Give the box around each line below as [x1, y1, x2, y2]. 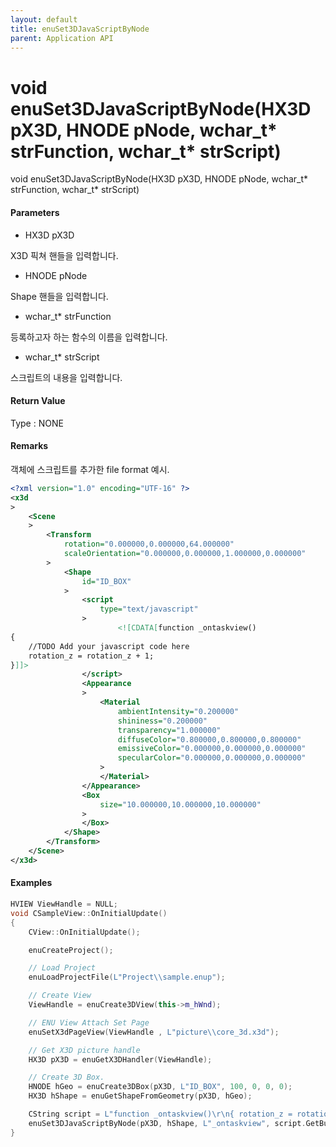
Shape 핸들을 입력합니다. [10, 290, 109, 302]
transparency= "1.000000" [117, 725, 222, 735]
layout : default [10, 14, 78, 25]
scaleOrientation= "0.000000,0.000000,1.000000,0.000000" [63, 549, 307, 559]
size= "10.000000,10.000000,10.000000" [99, 799, 262, 810]
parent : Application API [10, 33, 114, 43]
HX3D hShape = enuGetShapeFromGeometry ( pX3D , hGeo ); [28, 1091, 253, 1101]
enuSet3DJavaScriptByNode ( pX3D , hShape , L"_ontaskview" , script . [28, 1118, 307, 1128]
